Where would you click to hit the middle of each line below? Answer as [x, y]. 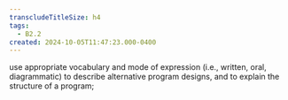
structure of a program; [52, 86]
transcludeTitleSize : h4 [55, 17]
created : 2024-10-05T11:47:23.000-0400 [83, 42]
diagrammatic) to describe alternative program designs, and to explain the [144, 77]
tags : [19, 26]
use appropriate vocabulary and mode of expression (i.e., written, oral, [138, 67]
